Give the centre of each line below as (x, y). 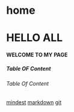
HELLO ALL (35, 38)
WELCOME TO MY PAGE (37, 55)
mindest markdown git (34, 102)
